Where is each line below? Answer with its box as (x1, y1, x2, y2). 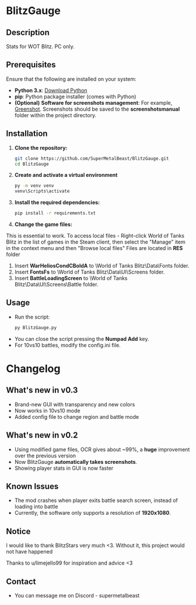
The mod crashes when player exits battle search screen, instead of (14, 497, 178, 504)
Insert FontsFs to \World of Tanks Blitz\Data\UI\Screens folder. (14, 268, 165, 275)
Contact (6, 576, 36, 586)
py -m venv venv (14, 183, 54, 189)
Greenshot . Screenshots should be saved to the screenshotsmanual (14, 105, 180, 112)
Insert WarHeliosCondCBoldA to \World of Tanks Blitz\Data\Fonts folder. (14, 262, 190, 269)
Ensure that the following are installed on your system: (6, 75, 137, 83)
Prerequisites (6, 60, 56, 70)
